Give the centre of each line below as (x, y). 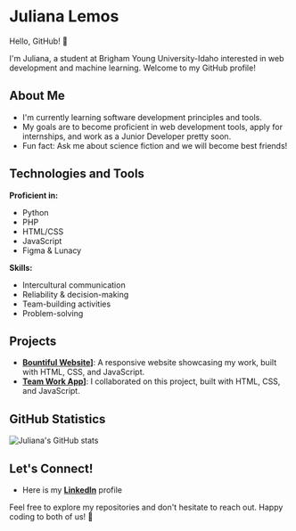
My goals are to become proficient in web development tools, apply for (152, 127)
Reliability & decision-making (75, 294)
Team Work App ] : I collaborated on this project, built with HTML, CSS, (151, 381)
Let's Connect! (51, 468)
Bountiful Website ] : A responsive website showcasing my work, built (149, 363)
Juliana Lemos (64, 16)
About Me (37, 96)
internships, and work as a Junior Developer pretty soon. (127, 136)
